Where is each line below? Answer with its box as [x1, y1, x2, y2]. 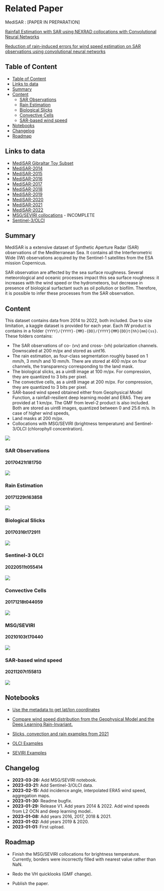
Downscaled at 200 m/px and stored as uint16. [12, 348, 106, 354]
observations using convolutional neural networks [5, 48, 106, 54]
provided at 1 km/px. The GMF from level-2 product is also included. [12, 400, 150, 406]
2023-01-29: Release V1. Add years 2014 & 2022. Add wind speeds [12, 803, 150, 809]
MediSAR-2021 [12, 202, 43, 208]
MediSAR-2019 [12, 191, 43, 197]
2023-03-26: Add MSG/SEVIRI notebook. [12, 777, 97, 783]
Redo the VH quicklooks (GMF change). [12, 871, 93, 877]
